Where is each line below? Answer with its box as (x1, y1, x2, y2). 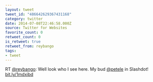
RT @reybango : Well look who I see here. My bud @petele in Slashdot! (5, 66, 149, 72)
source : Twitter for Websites (5, 26, 68, 30)
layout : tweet (5, 7, 35, 12)
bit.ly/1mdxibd (5, 72, 34, 78)
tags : (5, 48, 16, 53)
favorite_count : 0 (5, 30, 43, 35)
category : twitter (5, 16, 43, 21)
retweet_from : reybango (5, 44, 54, 49)
